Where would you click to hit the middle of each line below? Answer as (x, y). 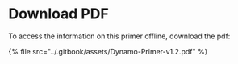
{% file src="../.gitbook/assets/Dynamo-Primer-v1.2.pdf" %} (108, 51)
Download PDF (58, 14)
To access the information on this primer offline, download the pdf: (119, 36)
